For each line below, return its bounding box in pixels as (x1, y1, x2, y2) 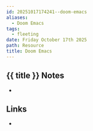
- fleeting (11, 31, 39, 37)
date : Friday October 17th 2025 (6, 37, 87, 43)
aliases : (6, 14, 28, 21)
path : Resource (6, 43, 44, 49)
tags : (6, 25, 20, 32)
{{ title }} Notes (6, 71, 65, 81)
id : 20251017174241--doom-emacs (6, 8, 87, 15)
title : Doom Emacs (6, 48, 52, 54)
